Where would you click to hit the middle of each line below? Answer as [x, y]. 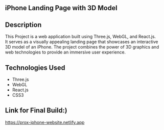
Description [23, 25]
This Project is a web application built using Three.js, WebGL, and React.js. [81, 37]
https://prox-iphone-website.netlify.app [45, 122]
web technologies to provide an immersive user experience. [65, 52]
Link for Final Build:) [36, 111]
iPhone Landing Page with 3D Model [61, 8]
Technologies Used [35, 67]
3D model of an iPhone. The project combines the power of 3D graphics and [82, 47]
